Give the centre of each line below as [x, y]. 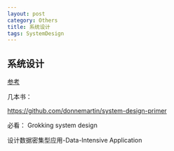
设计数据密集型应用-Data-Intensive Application [75, 140]
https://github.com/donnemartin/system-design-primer [87, 111]
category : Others [33, 20]
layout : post [26, 14]
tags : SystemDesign [36, 33]
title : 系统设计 [29, 27]
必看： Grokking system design [53, 125]
